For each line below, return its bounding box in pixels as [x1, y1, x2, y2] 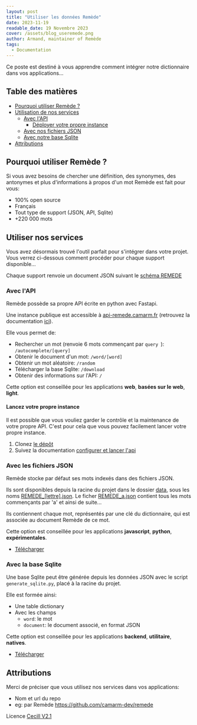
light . [6, 390, 19, 397]
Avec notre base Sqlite [23, 133, 78, 140]
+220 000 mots [14, 215, 53, 222]
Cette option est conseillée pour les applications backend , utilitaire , [6, 633, 172, 640]
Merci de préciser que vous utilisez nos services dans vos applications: [6, 684, 180, 691]
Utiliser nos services [6, 232, 84, 242]
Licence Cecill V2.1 [6, 713, 52, 720]
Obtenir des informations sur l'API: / [14, 372, 102, 379]
